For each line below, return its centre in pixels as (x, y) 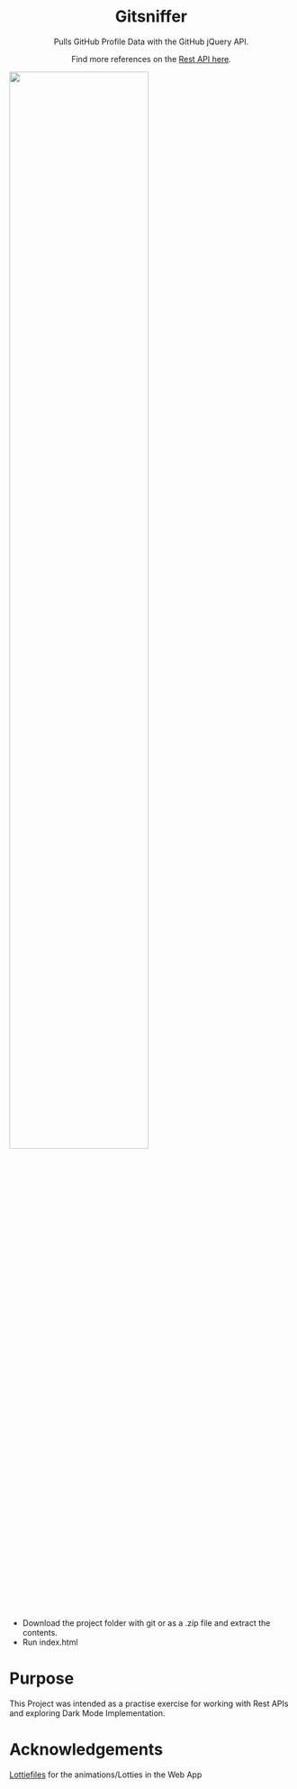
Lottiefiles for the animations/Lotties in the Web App (106, 1775)
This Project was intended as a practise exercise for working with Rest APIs (149, 1703)
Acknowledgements (86, 1750)
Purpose (42, 1679)
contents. (40, 1632)
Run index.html (50, 1642)
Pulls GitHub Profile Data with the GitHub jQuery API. (151, 41)
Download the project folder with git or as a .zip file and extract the (146, 1623)
